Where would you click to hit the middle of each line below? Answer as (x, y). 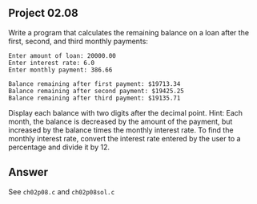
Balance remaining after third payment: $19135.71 (94, 98)
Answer (28, 172)
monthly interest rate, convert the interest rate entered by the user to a (124, 138)
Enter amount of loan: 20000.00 (62, 55)
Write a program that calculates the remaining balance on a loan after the (129, 32)
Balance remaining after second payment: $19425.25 (96, 91)
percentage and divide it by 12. (59, 147)
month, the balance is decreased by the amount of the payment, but (120, 121)
